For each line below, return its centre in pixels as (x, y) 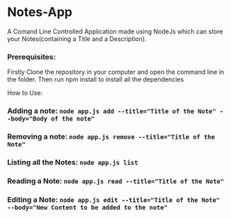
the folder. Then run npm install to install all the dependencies (96, 79)
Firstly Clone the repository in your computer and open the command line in (116, 72)
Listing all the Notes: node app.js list (73, 162)
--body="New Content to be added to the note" (88, 207)
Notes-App (40, 12)
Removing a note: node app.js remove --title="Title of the (111, 137)
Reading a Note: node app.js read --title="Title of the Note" (116, 180)
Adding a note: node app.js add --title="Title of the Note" (112, 111)
